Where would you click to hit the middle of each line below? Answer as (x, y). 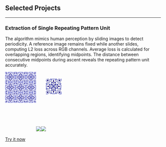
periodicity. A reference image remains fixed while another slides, (72, 44)
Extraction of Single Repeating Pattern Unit (58, 28)
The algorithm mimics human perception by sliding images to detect (74, 39)
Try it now (15, 139)
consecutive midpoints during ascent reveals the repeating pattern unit (77, 60)
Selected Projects (33, 8)
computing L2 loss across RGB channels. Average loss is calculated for (77, 49)
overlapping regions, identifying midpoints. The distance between (72, 54)
